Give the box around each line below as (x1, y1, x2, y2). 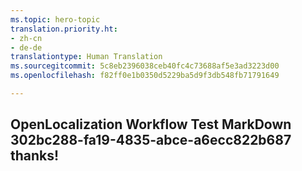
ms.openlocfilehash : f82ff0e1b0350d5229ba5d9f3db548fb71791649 (10, 71, 280, 81)
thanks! (10, 147, 60, 165)
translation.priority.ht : (10, 24, 118, 34)
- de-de (10, 42, 43, 53)
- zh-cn (10, 33, 43, 43)
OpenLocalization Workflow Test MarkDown (10, 116, 292, 133)
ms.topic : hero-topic (10, 14, 101, 25)
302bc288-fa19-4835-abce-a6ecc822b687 (10, 132, 292, 149)
